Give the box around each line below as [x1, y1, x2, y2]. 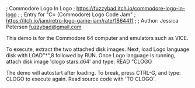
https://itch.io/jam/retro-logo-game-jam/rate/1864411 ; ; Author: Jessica [6, 17, 179, 24]
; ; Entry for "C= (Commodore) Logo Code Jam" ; [18, 11, 136, 18]
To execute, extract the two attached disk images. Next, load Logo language [6, 46, 190, 53]
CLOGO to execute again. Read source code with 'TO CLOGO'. [6, 75, 156, 82]
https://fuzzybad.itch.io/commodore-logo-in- [76, 5, 186, 12]
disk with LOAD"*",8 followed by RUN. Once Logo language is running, [6, 52, 176, 58]
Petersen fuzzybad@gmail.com [6, 23, 82, 30]
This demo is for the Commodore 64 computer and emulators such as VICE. [6, 35, 189, 41]
